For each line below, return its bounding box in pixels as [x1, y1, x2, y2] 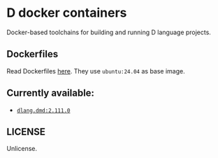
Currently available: [6, 87, 95, 99]
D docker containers [6, 5, 127, 21]
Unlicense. [6, 145, 38, 153]
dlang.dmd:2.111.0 [16, 107, 71, 114]
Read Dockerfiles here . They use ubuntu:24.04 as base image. [6, 66, 186, 75]
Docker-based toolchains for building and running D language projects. [6, 28, 211, 36]
